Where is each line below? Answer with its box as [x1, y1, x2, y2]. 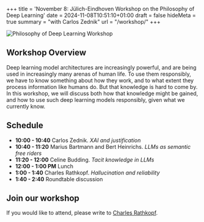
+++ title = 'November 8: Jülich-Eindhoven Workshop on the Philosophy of [6, 5, 195, 12]
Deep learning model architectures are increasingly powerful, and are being [6, 63, 197, 71]
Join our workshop [6, 193, 79, 204]
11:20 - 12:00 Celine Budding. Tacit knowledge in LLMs [15, 156, 155, 163]
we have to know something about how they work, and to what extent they [6, 76, 194, 84]
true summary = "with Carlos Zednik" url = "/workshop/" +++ [6, 18, 161, 25]
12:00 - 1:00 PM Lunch [15, 162, 74, 170]
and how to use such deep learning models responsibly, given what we [6, 96, 185, 103]
